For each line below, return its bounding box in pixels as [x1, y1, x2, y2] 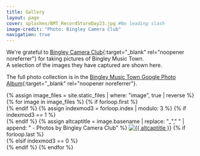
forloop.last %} [6, 131, 45, 138]
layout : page [6, 15, 40, 21]
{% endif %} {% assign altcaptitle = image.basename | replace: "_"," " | [6, 117, 185, 125]
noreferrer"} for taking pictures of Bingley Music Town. [6, 55, 145, 62]
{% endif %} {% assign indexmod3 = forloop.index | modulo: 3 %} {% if [6, 105, 187, 112]
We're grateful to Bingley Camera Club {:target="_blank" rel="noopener [6, 48, 185, 56]
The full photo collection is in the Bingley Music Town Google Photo [6, 73, 176, 81]
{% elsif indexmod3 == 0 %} [6, 137, 78, 144]
